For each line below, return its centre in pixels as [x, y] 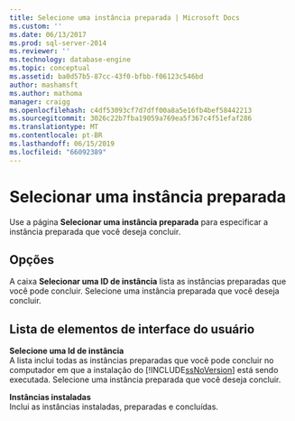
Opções [32, 260]
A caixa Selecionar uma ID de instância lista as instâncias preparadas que [148, 282]
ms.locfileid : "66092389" [58, 152]
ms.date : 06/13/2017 [48, 34]
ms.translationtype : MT [54, 127]
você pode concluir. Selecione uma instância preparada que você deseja [144, 291]
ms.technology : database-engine [70, 60]
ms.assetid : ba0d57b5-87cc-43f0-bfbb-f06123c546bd [106, 77]
